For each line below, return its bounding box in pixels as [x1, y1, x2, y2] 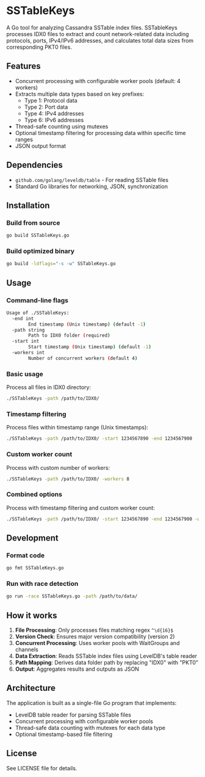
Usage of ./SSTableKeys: [6, 310, 70, 316]
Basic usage [6, 370, 44, 378]
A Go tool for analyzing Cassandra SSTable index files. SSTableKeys [6, 24, 178, 31]
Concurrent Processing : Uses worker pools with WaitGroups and [15, 640, 180, 647]
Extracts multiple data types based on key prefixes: [15, 90, 145, 98]
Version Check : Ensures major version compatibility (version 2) [15, 633, 175, 640]
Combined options [6, 490, 63, 498]
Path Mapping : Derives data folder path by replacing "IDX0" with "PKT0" [15, 659, 199, 666]
